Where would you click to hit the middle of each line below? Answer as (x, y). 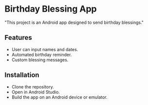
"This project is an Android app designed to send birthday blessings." (74, 22)
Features (18, 38)
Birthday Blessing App (51, 9)
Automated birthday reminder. (42, 54)
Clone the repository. (33, 87)
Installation (22, 75)
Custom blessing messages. (40, 60)
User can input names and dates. (45, 49)
